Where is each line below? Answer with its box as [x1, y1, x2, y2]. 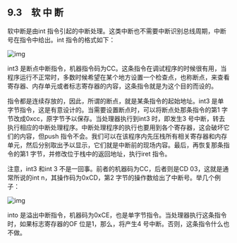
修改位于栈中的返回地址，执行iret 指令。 [54, 149, 171, 158]
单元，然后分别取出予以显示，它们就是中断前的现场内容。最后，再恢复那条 [7, 140, 224, 149]
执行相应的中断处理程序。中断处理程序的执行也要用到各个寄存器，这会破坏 [7, 123, 224, 132]
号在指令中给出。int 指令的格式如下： [7, 35, 116, 44]
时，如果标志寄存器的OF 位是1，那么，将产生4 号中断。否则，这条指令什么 [7, 219, 224, 228]
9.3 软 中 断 [7, 6, 64, 19]
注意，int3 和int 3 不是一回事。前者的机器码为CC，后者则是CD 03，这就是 [7, 164, 223, 173]
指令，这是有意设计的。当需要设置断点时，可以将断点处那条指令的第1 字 [19, 105, 228, 114]
